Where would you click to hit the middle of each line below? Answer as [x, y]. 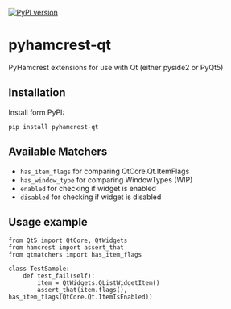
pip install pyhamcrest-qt [54, 127]
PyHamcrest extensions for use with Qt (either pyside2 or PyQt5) [116, 67]
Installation [37, 93]
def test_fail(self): [59, 276]
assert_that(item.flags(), [82, 290]
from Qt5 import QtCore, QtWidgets [68, 241]
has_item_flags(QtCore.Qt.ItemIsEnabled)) [80, 297]
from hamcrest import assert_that [66, 248]
